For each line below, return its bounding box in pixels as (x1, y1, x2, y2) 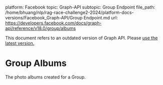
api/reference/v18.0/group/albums (5, 25, 76, 31)
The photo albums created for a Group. (5, 74, 86, 80)
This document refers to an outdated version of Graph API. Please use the (5, 35, 158, 41)
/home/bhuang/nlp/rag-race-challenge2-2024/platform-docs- (5, 9, 134, 15)
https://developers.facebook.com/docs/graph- (5, 20, 102, 26)
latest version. (5, 40, 35, 46)
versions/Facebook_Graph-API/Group (5, 15, 83, 20)
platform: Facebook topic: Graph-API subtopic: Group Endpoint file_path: (5, 4, 155, 10)
